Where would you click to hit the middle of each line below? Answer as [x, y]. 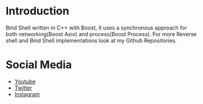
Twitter [23, 88]
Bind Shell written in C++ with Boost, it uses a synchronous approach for [96, 28]
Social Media [39, 65]
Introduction [38, 11]
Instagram [27, 94]
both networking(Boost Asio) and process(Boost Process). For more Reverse [101, 34]
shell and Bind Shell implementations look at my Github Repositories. [91, 40]
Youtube [25, 81]
